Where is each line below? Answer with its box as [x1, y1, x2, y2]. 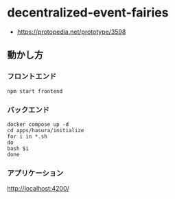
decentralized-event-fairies [7, 5, 169, 21]
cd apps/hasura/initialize [7, 127, 84, 134]
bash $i [7, 145, 30, 152]
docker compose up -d [7, 121, 69, 128]
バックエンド [7, 105, 50, 114]
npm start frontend [7, 87, 63, 94]
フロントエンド [7, 72, 57, 81]
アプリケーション [7, 168, 64, 178]
